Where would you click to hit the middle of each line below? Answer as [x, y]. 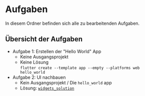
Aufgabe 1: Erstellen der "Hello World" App [57, 51]
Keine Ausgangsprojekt [44, 57]
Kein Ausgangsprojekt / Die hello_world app [66, 82]
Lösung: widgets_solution [47, 88]
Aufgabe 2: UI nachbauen [39, 77]
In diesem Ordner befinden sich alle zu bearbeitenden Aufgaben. [72, 23]
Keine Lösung [34, 62]
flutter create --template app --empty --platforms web [80, 68]
